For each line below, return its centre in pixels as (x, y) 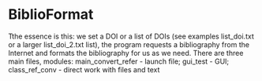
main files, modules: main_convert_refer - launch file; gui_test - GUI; (119, 61)
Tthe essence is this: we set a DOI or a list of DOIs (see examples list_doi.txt (131, 36)
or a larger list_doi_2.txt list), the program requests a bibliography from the (129, 44)
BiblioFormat (51, 15)
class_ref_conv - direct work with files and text (84, 69)
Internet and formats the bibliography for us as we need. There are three (126, 53)
